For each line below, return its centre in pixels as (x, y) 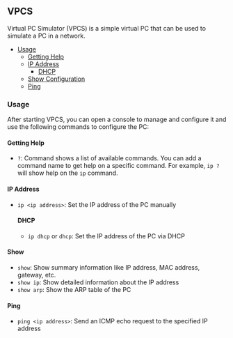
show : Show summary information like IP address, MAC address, (109, 267)
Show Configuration (56, 79)
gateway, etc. (37, 275)
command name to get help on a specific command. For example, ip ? (118, 166)
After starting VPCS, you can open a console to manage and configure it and (117, 120)
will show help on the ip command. (67, 173)
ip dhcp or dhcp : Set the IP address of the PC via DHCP (106, 236)
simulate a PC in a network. (46, 36)
